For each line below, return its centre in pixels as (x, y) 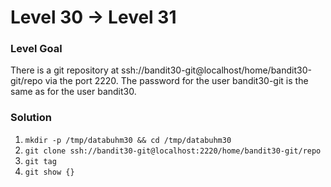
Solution (31, 118)
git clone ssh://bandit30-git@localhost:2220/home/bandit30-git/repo (173, 151)
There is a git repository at (65, 70)
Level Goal (36, 49)
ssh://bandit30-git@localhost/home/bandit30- (216, 70)
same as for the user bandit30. (73, 92)
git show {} (49, 172)
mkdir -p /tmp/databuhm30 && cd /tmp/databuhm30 (128, 140)
